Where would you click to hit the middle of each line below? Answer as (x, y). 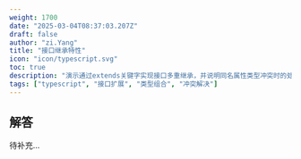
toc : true (28, 68)
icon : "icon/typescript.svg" (64, 59)
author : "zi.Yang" (43, 42)
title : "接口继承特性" (47, 51)
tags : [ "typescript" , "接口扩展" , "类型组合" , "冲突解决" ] (113, 84)
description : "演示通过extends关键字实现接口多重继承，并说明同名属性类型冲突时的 (148, 76)
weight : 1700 (34, 17)
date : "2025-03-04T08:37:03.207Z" (74, 26)
